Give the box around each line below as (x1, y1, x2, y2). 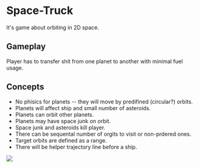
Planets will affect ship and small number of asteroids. (15, 104, 151, 111)
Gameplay (6, 41, 46, 52)
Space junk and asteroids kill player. (15, 124, 105, 131)
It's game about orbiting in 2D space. (6, 24, 99, 31)
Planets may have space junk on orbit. (15, 117, 111, 125)
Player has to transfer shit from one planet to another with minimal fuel (6, 57, 183, 65)
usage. (6, 64, 24, 71)
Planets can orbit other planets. (15, 111, 94, 118)
